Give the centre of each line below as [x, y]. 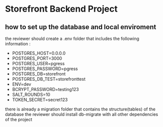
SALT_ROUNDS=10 [31, 94]
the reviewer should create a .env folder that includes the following [72, 38]
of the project [19, 119]
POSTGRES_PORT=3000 [37, 58]
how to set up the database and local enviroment [81, 27]
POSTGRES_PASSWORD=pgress [45, 69]
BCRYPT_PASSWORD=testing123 [45, 89]
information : [18, 44]
